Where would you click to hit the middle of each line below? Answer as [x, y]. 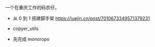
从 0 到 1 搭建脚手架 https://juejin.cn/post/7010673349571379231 [81, 18]
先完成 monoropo [31, 39]
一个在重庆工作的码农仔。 [32, 7]
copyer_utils [25, 29]
